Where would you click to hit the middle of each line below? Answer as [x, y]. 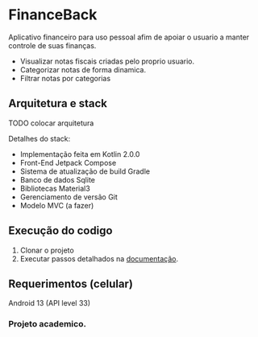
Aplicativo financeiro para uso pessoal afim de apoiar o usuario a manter [129, 37]
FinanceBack [53, 15]
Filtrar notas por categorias [65, 78]
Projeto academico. [48, 324]
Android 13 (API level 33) [50, 303]
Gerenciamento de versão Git [69, 197]
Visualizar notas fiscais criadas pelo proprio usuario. [107, 61]
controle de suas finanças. [52, 45]
